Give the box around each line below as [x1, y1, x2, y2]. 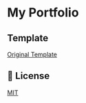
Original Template [7, 50, 57, 58]
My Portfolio [7, 5, 79, 21]
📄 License [7, 70, 50, 82]
